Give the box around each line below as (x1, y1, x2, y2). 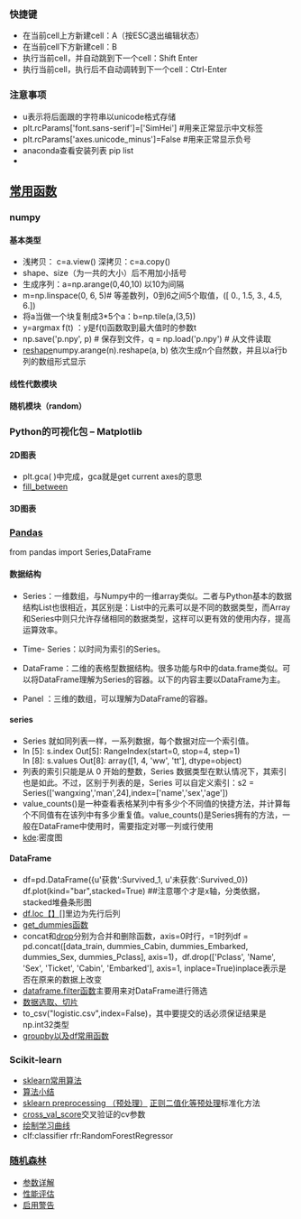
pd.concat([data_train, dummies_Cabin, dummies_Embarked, (22, 940, 249, 951)
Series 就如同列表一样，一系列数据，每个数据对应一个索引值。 (22, 735, 254, 746)
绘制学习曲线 (22, 1121, 70, 1131)
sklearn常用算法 (22, 1076, 83, 1086)
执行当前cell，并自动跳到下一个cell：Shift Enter (22, 52, 198, 64)
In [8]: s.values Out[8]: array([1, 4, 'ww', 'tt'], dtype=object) (22, 755, 242, 766)
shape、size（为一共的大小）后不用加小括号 (22, 268, 187, 279)
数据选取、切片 (22, 996, 78, 1007)
